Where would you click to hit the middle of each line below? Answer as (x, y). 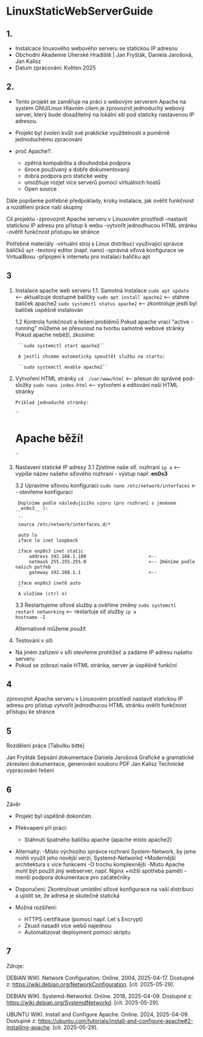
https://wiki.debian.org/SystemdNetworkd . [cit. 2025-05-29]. (83, 1002)
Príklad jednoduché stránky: (52, 402)
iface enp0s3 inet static (51, 551)
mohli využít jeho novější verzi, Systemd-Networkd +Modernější (95, 858)
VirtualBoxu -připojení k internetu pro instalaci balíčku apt (78, 257)
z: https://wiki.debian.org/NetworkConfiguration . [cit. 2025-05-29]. (91, 984)
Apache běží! (49, 438)
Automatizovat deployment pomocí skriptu (77, 932)
